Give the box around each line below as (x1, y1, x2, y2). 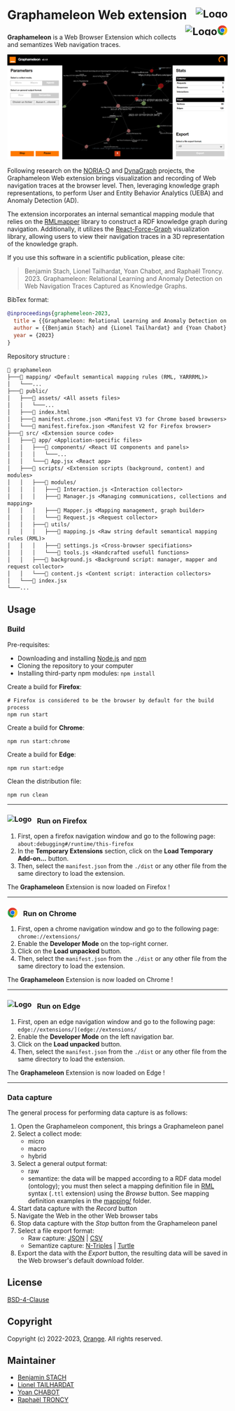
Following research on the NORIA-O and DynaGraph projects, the (7, 166, 195, 175)
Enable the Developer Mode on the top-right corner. (17, 940, 169, 948)
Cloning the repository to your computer (17, 661, 134, 670)
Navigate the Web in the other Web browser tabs (17, 1212, 159, 1220)
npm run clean (7, 791, 49, 799)
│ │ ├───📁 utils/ (7, 521, 71, 528)
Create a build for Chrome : (7, 723, 85, 732)
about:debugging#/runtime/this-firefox (17, 841, 134, 848)
